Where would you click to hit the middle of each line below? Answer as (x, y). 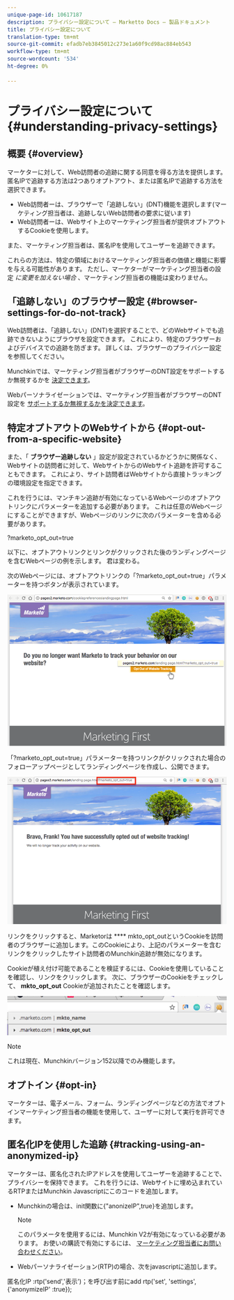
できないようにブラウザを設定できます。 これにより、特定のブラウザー (114, 339)
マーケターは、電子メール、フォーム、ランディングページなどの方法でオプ (114, 1103)
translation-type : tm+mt (43, 37)
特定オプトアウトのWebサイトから (81, 428)
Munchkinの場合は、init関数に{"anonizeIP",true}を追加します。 (107, 1206)
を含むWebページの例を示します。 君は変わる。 (76, 561)
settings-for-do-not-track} (67, 313)
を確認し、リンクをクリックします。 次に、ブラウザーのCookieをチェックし (116, 977)
